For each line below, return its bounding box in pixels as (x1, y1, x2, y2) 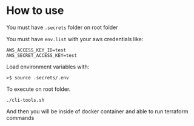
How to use (6, 4, 64, 18)
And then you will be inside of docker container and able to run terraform (6, 107, 189, 115)
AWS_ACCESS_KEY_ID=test (6, 47, 67, 53)
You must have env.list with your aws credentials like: (6, 35, 144, 42)
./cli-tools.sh (6, 97, 45, 103)
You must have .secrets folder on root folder (6, 24, 118, 31)
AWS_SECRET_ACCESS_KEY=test (6, 52, 78, 58)
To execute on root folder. (6, 85, 71, 93)
